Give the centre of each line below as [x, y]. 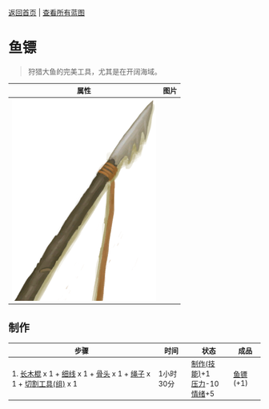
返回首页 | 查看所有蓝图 [47, 12]
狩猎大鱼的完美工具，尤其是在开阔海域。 [94, 71]
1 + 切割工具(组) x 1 [44, 383]
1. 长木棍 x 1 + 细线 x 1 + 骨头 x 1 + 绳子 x [81, 373]
